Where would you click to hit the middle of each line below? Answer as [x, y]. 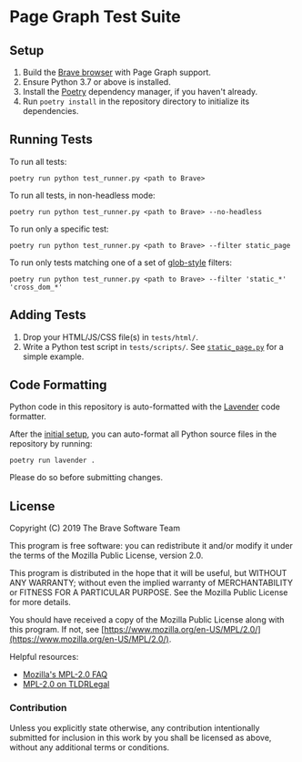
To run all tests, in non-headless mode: [83, 195]
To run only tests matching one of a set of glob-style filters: [121, 263]
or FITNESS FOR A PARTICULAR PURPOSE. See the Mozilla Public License [149, 592]
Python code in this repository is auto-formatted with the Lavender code [145, 407]
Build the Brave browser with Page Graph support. [117, 72]
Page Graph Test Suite [95, 17]
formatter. [28, 417]
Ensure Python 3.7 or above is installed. [96, 82]
